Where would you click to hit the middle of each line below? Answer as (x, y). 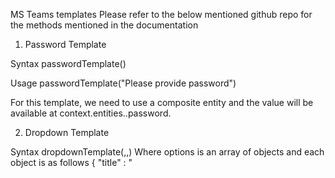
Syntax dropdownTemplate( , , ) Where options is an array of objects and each (167, 152)
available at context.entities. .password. (91, 113)
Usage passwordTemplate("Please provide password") (123, 83)
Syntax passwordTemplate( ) (68, 63)
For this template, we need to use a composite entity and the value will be (162, 102)
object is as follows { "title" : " (71, 162)
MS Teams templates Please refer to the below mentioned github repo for (161, 14)
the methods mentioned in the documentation (104, 25)
